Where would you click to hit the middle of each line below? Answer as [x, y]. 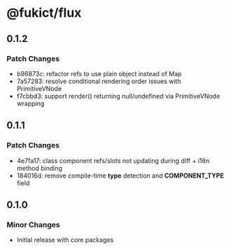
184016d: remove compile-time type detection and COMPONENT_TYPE [120, 175]
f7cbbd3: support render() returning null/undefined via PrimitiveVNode [118, 96]
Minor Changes [33, 224]
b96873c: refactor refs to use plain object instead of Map [99, 73]
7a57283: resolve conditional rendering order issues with [99, 81]
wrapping [30, 103]
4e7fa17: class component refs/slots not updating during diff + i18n [113, 160]
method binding [40, 168]
